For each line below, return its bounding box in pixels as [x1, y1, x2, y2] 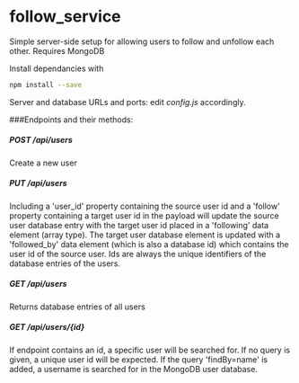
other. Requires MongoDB [9, 45, 105, 56]
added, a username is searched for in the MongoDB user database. [9, 363, 259, 374]
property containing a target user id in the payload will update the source [9, 209, 280, 221]
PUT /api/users [9, 178, 67, 189]
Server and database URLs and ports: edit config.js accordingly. [9, 96, 246, 107]
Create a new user [9, 157, 78, 168]
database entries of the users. [9, 258, 121, 269]
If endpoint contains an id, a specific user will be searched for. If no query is [9, 344, 290, 355]
